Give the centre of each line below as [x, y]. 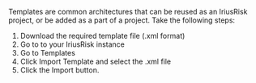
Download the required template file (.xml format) [102, 36]
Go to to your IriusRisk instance [73, 44]
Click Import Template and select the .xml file [96, 61]
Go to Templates [47, 53]
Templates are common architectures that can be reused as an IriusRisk [128, 12]
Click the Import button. [60, 70]
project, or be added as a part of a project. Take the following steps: [122, 20]
